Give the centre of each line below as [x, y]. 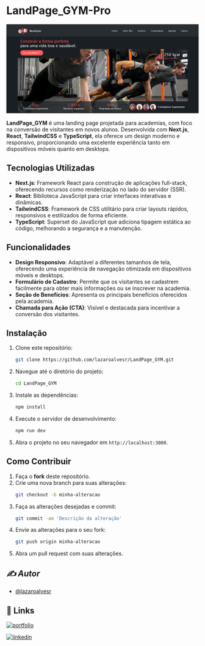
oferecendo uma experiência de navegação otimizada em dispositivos [103, 269]
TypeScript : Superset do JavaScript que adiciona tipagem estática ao [103, 222]
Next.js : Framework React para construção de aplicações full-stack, [101, 183]
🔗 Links [20, 610]
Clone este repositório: [44, 348]
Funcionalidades [39, 248]
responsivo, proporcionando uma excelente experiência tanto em [88, 142]
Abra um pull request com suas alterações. [69, 554]
